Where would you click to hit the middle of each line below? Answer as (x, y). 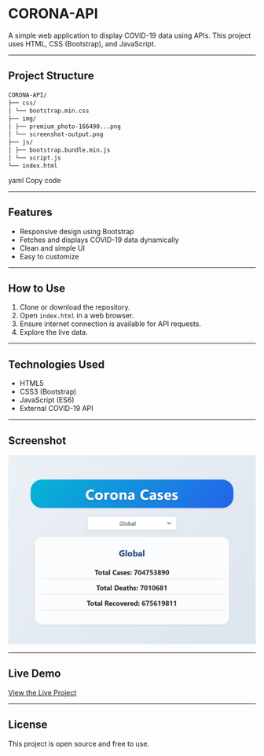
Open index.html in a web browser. (77, 316)
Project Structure (51, 76)
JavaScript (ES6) (47, 400)
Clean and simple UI (52, 248)
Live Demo (35, 674)
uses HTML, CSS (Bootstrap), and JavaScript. (82, 43)
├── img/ (22, 119)
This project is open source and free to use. (79, 743)
